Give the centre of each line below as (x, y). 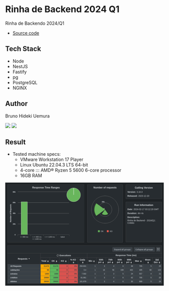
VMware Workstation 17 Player (52, 159)
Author (16, 104)
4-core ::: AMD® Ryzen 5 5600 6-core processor (71, 170)
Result (16, 142)
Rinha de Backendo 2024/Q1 (35, 23)
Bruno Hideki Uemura (28, 116)
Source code (26, 33)
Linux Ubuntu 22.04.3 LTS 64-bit (54, 165)
